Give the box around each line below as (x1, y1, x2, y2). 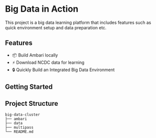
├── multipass (5, 125, 34, 130)
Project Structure (5, 99, 58, 108)
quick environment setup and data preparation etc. (5, 24, 107, 30)
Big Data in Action (5, 3, 79, 15)
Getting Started (5, 83, 53, 91)
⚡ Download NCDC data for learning (12, 59, 85, 65)
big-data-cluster (5, 112, 40, 117)
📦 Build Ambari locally (12, 52, 58, 58)
